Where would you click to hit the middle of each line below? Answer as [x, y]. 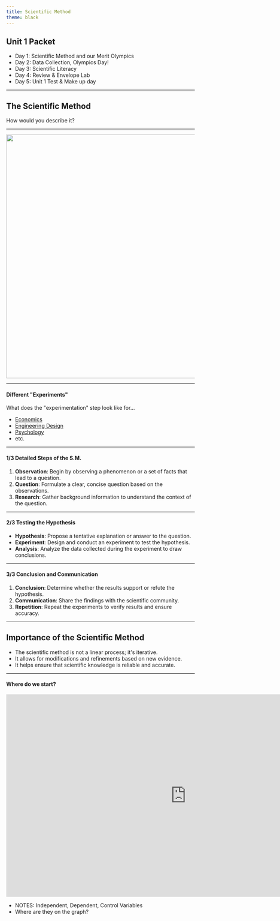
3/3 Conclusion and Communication [52, 574]
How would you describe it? [40, 121]
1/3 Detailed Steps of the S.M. [44, 458]
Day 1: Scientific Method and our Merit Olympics [74, 56]
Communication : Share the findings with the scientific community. [97, 600]
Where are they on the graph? [52, 911]
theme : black [22, 17]
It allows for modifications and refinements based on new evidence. [98, 658]
